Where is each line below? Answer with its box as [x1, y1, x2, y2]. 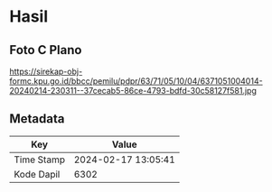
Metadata [9, 111, 65, 127]
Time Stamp [14, 153, 66, 166]
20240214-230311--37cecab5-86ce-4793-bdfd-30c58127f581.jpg [9, 86, 258, 96]
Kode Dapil [14, 168, 61, 180]
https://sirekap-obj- [9, 66, 83, 77]
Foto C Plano [9, 42, 82, 58]
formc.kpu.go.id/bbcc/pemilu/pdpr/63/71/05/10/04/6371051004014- [9, 76, 264, 87]
